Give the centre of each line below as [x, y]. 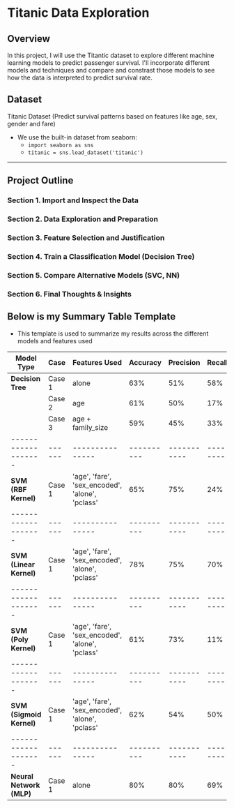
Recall [217, 362]
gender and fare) [31, 124]
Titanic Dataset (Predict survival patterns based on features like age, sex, [112, 116]
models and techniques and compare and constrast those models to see [111, 70]
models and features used [55, 341]
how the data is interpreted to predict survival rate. [80, 77]
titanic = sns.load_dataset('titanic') [86, 152]
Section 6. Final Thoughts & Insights [70, 294]
